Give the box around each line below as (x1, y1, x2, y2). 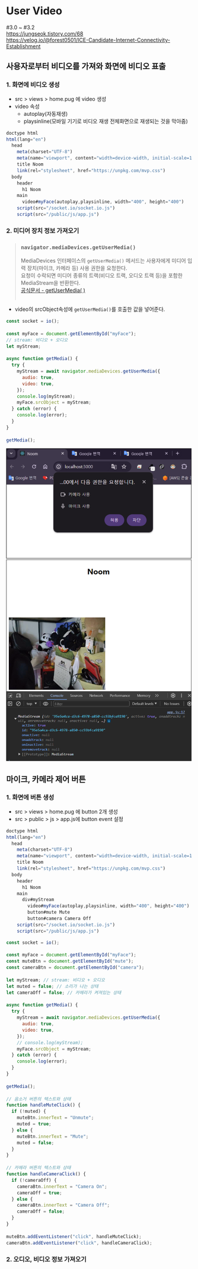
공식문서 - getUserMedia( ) (20, 287, 86, 294)
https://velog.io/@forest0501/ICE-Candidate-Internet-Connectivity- (6, 36, 171, 43)
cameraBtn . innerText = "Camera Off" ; (17, 1203, 110, 1208)
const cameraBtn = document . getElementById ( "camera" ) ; (6, 965, 145, 971)
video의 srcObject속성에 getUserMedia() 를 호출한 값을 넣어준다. (14, 306, 165, 313)
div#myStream (21, 897, 55, 903)
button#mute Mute (27, 909, 70, 915)
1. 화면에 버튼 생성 (6, 793, 55, 802)
